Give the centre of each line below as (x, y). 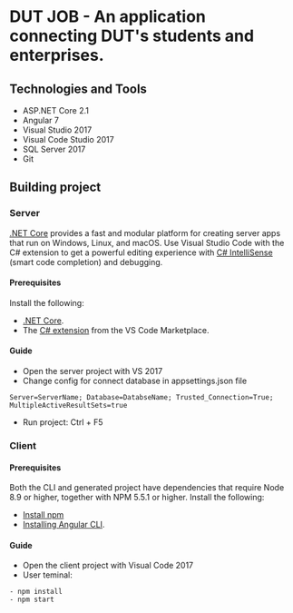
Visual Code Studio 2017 (68, 139)
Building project (55, 188)
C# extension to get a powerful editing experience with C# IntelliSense (142, 252)
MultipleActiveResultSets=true (68, 406)
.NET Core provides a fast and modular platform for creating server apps (145, 232)
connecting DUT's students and (132, 36)
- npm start (32, 600)
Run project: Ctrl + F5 (63, 422)
